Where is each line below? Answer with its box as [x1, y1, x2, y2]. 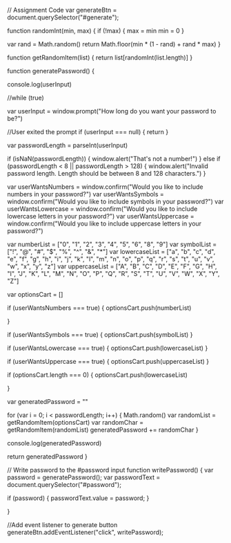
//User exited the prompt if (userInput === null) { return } [7, 128, 169, 136]
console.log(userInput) [7, 80, 72, 89]
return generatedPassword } [7, 452, 88, 461]
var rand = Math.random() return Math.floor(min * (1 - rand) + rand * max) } [7, 40, 221, 48]
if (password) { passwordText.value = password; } [7, 494, 150, 502]
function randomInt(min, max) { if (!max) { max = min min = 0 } [7, 27, 185, 35]
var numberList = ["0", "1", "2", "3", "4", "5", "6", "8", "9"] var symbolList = [7, 240, 217, 248]
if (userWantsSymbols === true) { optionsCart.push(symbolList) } [7, 331, 193, 338]
